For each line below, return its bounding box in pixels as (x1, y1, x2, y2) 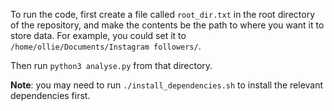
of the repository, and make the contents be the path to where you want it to (10, 19, 325, 31)
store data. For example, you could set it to (10, 30, 187, 41)
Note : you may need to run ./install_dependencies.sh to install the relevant (10, 79, 324, 91)
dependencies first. (10, 90, 91, 101)
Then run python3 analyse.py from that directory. (10, 60, 213, 71)
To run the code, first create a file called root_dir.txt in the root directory (10, 9, 315, 20)
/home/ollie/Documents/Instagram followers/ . (10, 40, 202, 52)
